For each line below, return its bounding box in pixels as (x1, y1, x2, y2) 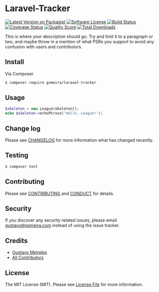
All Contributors (12, 255, 44, 260)
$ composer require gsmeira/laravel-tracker (5, 80, 96, 85)
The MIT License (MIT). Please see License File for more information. (5, 281, 143, 287)
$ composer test (5, 164, 38, 169)
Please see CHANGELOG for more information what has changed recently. (5, 137, 154, 143)
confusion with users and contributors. (5, 44, 82, 49)
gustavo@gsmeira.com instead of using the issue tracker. (5, 223, 120, 228)
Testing (5, 151, 29, 160)
